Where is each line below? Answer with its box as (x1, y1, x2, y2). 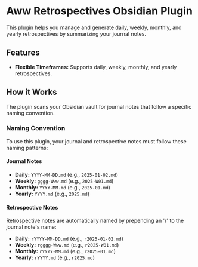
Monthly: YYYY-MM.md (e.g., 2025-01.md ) (14, 184, 110, 191)
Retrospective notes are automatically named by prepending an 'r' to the (6, 217, 184, 225)
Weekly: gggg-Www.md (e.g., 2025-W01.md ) (14, 177, 114, 185)
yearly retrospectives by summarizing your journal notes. (6, 30, 146, 37)
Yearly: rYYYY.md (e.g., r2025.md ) (14, 254, 95, 261)
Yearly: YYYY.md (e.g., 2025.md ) (14, 190, 90, 198)
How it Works (6, 87, 57, 97)
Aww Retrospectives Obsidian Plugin (6, 4, 193, 18)
